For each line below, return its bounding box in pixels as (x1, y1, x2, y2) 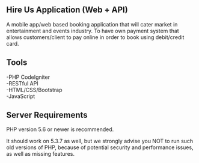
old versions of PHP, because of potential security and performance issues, (6, 144, 194, 151)
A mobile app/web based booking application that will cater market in (6, 20, 178, 28)
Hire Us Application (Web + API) (6, 5, 128, 15)
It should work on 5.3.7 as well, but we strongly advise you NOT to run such (6, 138, 194, 145)
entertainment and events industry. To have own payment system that (6, 27, 179, 34)
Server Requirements (6, 110, 88, 120)
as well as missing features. (6, 150, 75, 158)
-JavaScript (6, 93, 35, 100)
